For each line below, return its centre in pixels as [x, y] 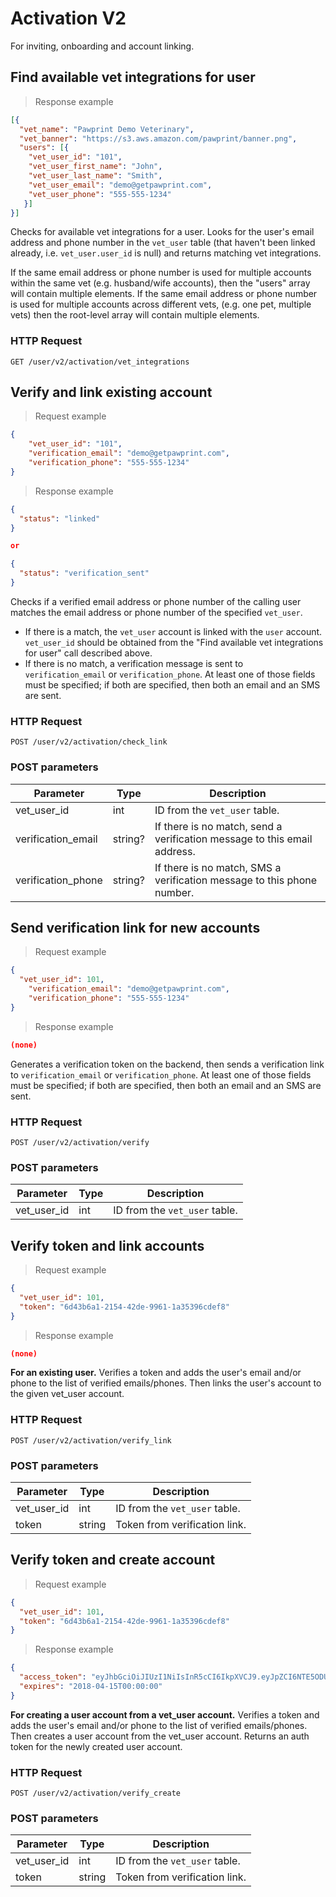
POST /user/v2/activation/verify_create [96, 1793]
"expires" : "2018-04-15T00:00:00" [91, 1687]
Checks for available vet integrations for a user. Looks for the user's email [162, 232]
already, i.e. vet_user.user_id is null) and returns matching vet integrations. [166, 253]
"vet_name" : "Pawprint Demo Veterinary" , [107, 129]
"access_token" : [53, 1677]
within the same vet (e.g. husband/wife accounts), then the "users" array [160, 283]
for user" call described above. [88, 653]
